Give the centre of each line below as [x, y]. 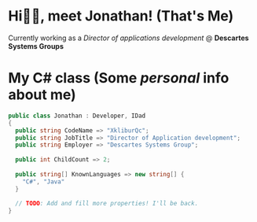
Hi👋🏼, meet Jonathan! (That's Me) [121, 16]
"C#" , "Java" [44, 181]
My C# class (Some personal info [119, 78]
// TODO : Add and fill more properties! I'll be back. [107, 204]
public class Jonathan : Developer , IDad [77, 116]
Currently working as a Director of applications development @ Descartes [128, 38]
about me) [42, 95]
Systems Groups [36, 46]
